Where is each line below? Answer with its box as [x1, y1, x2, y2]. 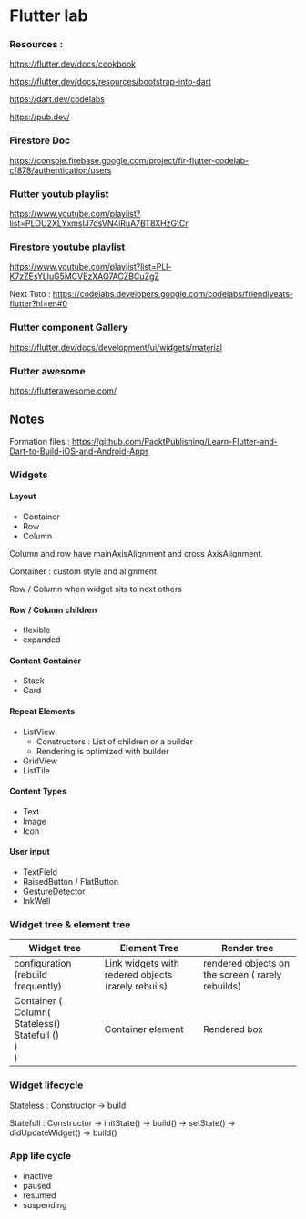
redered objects [104, 968, 173, 981]
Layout [9, 491, 36, 502]
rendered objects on [203, 958, 290, 970]
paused [22, 1180, 52, 1191]
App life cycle [9, 1150, 72, 1163]
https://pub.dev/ [9, 111, 70, 123]
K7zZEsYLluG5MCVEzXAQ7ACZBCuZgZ [9, 271, 160, 282]
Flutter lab [9, 5, 88, 26]
